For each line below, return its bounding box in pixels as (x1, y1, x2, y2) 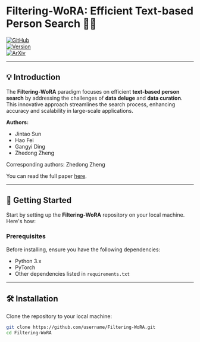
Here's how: (6, 217, 36, 224)
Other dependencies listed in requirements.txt (14, 270, 130, 277)
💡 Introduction (6, 72, 61, 82)
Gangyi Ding (14, 143, 46, 150)
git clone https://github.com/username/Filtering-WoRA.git (6, 324, 156, 330)
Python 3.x (14, 257, 42, 264)
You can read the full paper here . (6, 172, 87, 180)
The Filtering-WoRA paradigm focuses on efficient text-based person (6, 88, 180, 95)
